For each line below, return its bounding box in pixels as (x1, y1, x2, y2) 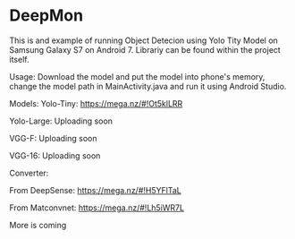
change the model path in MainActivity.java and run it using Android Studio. (9, 81, 287, 91)
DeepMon (9, 5, 83, 26)
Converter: (9, 167, 49, 178)
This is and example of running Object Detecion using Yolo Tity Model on (9, 35, 279, 46)
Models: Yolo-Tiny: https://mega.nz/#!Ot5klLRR (9, 98, 183, 108)
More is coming (9, 219, 67, 230)
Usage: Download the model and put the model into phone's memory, (9, 71, 265, 81)
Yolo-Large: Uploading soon (9, 115, 114, 126)
